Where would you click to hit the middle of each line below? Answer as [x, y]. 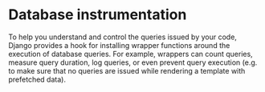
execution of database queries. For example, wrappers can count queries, [130, 54]
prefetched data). [37, 79]
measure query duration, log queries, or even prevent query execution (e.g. [133, 62]
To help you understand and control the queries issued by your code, [122, 37]
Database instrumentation [98, 15]
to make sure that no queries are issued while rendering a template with [127, 70]
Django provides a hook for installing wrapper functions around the [119, 45]
